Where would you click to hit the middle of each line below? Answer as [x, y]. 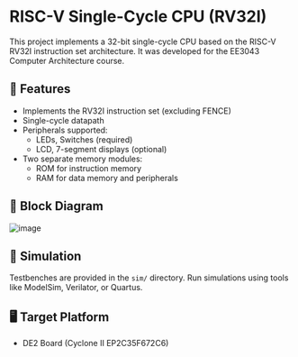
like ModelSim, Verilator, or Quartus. [76, 288]
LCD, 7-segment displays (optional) [101, 149]
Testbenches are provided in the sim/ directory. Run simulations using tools [149, 278]
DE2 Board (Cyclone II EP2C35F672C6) [95, 343]
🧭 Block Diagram [56, 206]
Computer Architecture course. [67, 60]
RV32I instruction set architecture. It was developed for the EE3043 [135, 50]
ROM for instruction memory [89, 168]
